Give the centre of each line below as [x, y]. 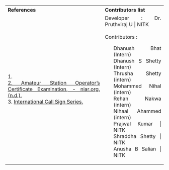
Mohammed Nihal [137, 86]
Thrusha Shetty [137, 73]
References [22, 10]
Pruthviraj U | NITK [127, 24]
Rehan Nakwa [137, 99]
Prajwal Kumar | [137, 124]
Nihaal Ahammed [137, 111]
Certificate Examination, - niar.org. [54, 89]
